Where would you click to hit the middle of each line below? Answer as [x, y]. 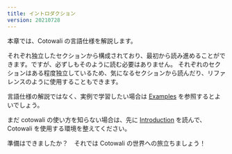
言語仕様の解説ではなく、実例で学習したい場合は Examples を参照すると [111, 96]
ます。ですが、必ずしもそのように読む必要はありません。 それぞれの [111, 64]
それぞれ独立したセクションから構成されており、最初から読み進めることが [114, 55]
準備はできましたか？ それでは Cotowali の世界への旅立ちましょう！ [107, 143]
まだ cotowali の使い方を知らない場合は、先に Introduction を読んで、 [107, 119]
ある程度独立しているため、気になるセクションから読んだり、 [119, 73]
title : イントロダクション [42, 14]
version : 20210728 [34, 20]
